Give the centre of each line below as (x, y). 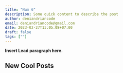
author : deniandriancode (30, 18)
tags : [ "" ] (16, 37)
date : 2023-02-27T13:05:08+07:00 (39, 28)
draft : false (18, 32)
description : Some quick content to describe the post (62, 14)
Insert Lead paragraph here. (34, 50)
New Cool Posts (30, 66)
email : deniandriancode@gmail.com (40, 23)
